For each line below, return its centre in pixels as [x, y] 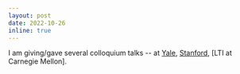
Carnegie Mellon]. [38, 61]
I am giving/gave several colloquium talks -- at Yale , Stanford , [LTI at [120, 53]
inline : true [30, 30]
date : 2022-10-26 [37, 23]
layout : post [30, 16]
